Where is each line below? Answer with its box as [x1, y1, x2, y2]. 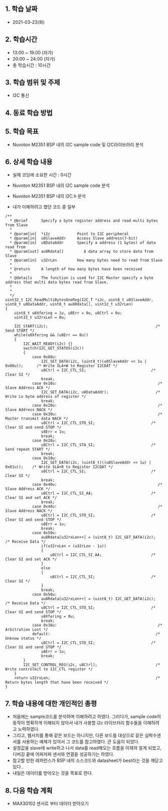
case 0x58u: [32, 592, 57, 597]
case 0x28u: [32, 438, 57, 443]
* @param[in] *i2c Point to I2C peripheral [10, 232, 129, 237]
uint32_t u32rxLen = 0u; [14, 315, 66, 320]
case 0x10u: [32, 456, 57, 461]
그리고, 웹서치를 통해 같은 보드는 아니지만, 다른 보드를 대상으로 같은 [12, 733, 144, 739]
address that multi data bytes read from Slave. [5, 280, 109, 285]
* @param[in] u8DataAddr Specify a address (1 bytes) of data [10, 240, 156, 245]
